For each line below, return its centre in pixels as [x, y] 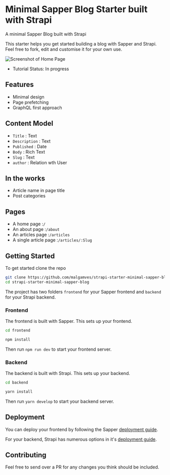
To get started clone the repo [36, 268]
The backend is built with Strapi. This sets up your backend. [68, 373]
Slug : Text [24, 157]
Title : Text [25, 135]
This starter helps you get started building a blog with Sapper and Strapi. [81, 43]
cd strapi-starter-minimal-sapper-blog [47, 282]
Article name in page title [38, 191]
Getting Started [30, 256]
